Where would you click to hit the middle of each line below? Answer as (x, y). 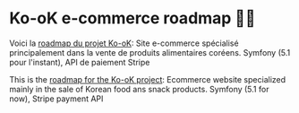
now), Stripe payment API (56, 99)
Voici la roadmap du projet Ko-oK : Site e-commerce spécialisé (124, 43)
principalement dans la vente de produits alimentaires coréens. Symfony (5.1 (150, 52)
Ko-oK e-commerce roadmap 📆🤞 (132, 18)
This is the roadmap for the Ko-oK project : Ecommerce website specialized (148, 79)
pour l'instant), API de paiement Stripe (80, 62)
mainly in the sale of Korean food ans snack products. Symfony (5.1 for (139, 89)
